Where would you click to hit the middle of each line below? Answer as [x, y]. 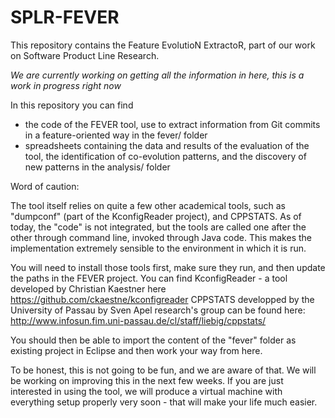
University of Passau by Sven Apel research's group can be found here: [158, 310]
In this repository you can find [72, 105]
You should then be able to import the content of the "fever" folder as [153, 340]
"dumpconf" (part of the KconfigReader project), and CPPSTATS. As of [156, 216]
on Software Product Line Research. [85, 55]
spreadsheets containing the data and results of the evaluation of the [167, 145]
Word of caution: [45, 186]
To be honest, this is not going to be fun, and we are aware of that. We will [163, 370]
